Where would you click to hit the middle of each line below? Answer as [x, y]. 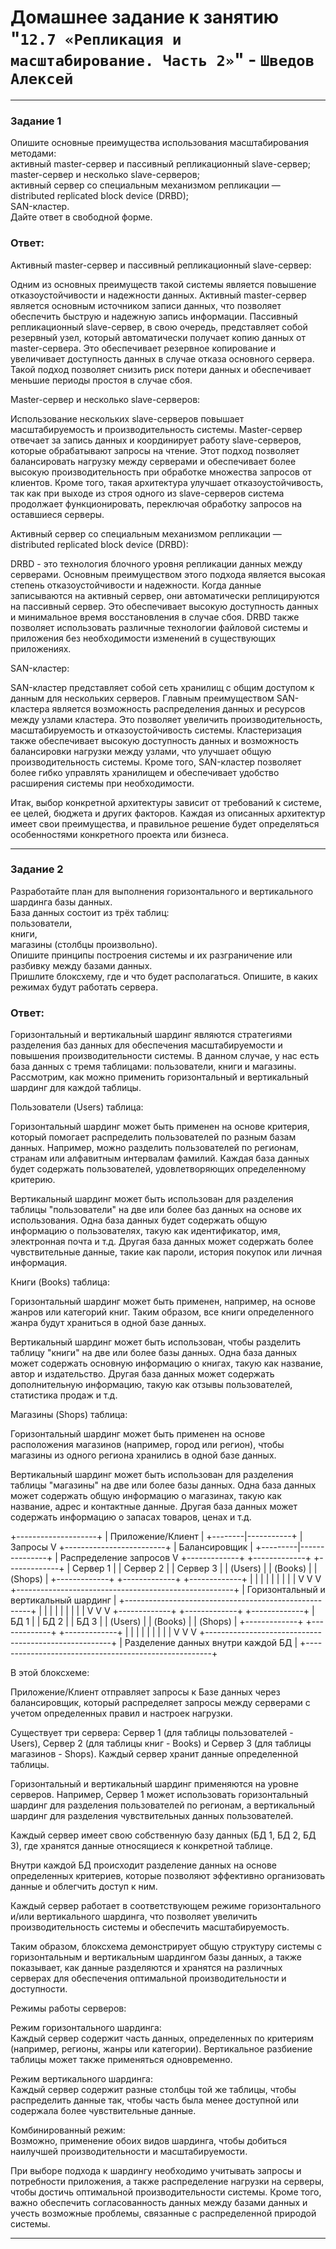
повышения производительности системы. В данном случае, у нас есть [165, 1056]
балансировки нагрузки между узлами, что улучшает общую [141, 751]
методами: [33, 153]
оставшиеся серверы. [57, 514]
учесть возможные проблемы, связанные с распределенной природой [163, 2213]
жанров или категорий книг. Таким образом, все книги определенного [162, 1312]
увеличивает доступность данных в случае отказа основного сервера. [162, 358]
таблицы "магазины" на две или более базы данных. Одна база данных [163, 1485]
